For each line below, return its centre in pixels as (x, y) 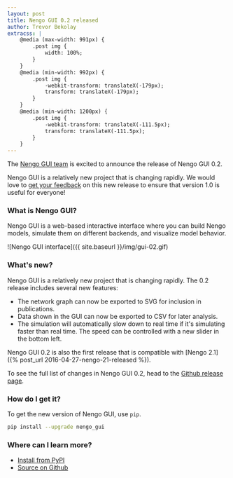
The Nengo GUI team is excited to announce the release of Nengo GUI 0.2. (115, 164)
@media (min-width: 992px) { (62, 72)
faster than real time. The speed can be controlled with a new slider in (118, 331)
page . (16, 381)
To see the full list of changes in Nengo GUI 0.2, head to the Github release (115, 373)
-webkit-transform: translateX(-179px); (104, 86)
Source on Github (43, 467)
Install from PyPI (41, 460)
